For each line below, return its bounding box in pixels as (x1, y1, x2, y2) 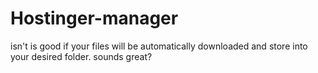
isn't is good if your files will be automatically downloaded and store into (10, 40, 308, 52)
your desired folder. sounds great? (10, 50, 153, 62)
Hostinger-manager (10, 7, 179, 30)
